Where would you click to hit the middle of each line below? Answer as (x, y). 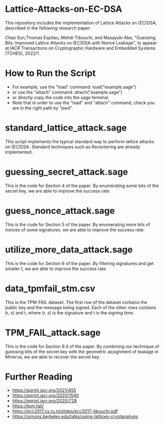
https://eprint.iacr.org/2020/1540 (46, 395)
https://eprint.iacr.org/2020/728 (44, 401)
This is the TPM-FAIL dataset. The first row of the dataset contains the (76, 302)
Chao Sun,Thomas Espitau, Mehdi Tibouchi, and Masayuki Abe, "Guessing (80, 38)
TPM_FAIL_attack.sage (53, 332)
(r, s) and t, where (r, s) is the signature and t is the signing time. (70, 312)
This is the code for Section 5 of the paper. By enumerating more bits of (78, 224)
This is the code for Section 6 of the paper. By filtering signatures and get (79, 263)
